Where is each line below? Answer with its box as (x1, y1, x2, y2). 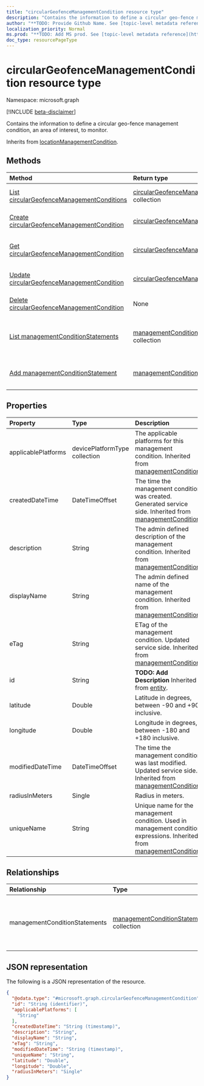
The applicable (135, 429, 178, 438)
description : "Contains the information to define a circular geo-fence (6, 15, 194, 21)
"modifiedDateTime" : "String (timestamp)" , (12, 1046, 123, 1052)
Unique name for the (135, 801, 194, 809)
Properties (6, 400, 47, 411)
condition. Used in (135, 816, 187, 825)
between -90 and (135, 701, 186, 709)
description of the (135, 532, 186, 541)
